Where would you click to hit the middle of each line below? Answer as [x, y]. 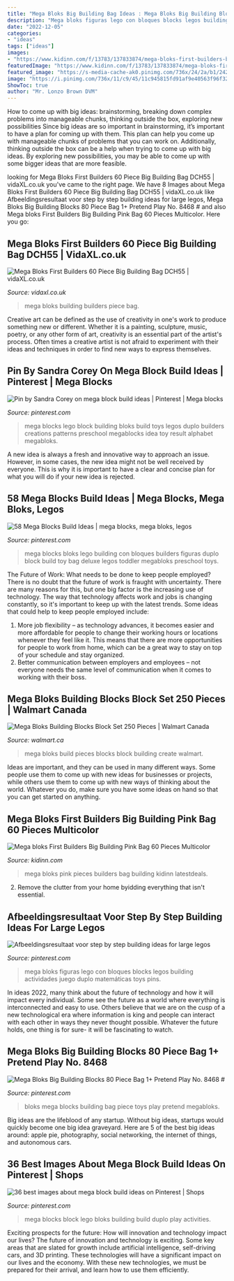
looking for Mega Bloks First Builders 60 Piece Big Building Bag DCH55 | [111, 177]
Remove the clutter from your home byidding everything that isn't [111, 888]
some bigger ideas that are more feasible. [67, 164]
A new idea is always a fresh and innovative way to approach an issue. [109, 454]
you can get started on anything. [54, 797]
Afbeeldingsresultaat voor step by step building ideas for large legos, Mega [115, 199]
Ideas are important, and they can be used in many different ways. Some [111, 767]
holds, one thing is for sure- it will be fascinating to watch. [91, 1029]
